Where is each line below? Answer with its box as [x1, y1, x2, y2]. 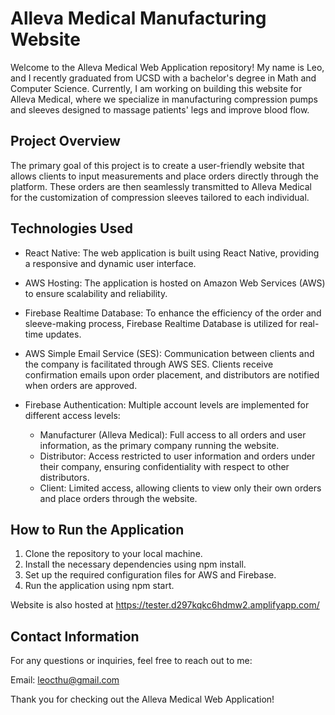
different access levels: [24, 409, 121, 421]
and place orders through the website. [39, 492, 198, 504]
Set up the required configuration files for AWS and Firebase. [24, 569, 277, 581]
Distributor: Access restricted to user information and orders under [39, 450, 316, 462]
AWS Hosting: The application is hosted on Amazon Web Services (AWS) [24, 277, 326, 289]
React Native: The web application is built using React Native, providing [24, 247, 320, 259]
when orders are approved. [24, 379, 138, 391]
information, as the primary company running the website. [39, 439, 280, 451]
